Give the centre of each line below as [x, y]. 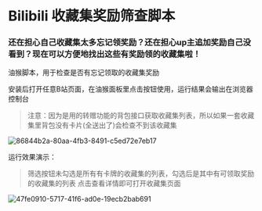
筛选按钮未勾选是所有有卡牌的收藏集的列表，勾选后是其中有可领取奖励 [141, 173]
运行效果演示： [32, 157]
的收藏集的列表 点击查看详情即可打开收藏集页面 [104, 184]
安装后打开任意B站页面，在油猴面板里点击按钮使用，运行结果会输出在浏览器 [131, 89]
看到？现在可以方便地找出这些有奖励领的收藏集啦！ [105, 54]
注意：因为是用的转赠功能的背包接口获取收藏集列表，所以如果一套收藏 [141, 116]
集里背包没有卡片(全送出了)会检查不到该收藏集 [102, 125]
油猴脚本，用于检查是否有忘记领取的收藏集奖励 [84, 73]
